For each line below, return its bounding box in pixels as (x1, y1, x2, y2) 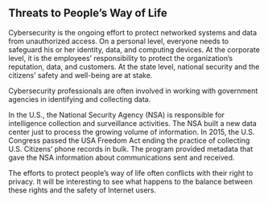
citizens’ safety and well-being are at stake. (8, 70, 153, 79)
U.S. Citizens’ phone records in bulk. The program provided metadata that (8, 144, 254, 153)
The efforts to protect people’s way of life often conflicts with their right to (8, 168, 254, 177)
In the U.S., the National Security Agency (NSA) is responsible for (8, 110, 225, 120)
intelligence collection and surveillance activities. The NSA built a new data (8, 118, 258, 128)
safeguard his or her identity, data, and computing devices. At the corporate (8, 44, 260, 55)
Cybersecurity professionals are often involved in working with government (8, 86, 258, 95)
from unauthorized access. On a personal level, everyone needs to (8, 36, 229, 46)
